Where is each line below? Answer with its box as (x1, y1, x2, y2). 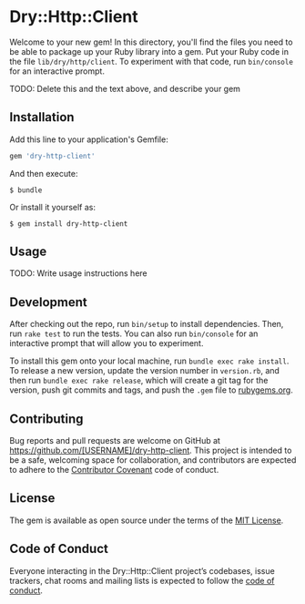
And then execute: (9, 168, 78, 179)
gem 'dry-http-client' (9, 151, 96, 160)
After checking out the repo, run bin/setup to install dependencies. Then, (9, 319, 284, 330)
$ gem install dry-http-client (9, 219, 128, 229)
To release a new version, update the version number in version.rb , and (9, 365, 280, 376)
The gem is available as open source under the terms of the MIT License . (9, 515, 284, 526)
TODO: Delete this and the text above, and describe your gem (9, 83, 241, 94)
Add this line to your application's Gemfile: (9, 134, 168, 145)
